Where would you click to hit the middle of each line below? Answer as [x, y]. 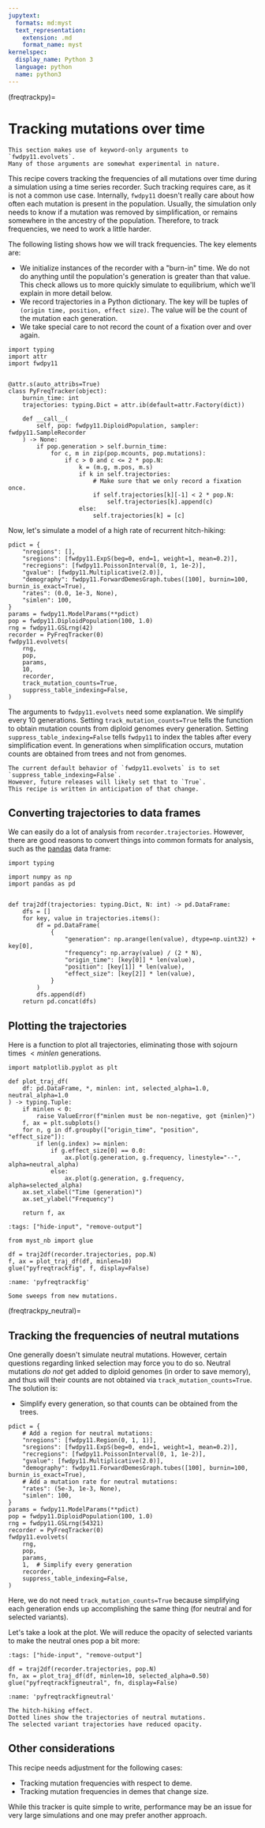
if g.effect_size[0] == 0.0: [98, 1151]
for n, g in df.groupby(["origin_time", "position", [111, 1130]
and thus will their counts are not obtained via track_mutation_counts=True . [130, 1380]
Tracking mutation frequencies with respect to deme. [106, 1783]
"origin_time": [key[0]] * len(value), [130, 960]
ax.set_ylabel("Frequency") [68, 1199]
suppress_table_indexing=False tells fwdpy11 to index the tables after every [130, 737]
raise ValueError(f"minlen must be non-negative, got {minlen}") [146, 1116]
